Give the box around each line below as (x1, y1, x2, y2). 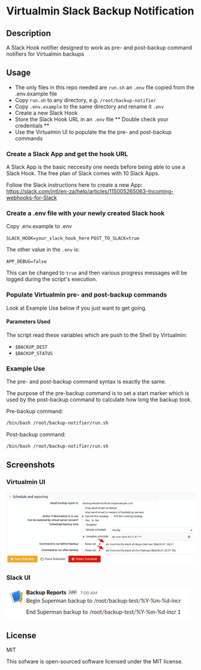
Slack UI (6, 573, 31, 582)
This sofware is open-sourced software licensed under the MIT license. (6, 658, 183, 665)
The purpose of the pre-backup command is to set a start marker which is (6, 390, 190, 397)
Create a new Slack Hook (14, 109, 78, 116)
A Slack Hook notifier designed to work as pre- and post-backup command (6, 44, 193, 51)
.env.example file (14, 90, 58, 97)
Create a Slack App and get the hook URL (6, 149, 128, 158)
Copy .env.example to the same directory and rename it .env (14, 103, 164, 110)
